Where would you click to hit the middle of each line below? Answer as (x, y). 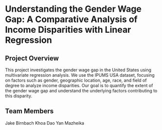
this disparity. (19, 96)
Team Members (29, 111)
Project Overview (32, 58)
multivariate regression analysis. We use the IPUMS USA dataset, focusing (80, 75)
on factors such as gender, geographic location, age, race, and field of (76, 80)
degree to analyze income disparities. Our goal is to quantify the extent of (79, 86)
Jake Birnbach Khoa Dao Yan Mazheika (45, 123)
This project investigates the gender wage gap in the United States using (78, 70)
